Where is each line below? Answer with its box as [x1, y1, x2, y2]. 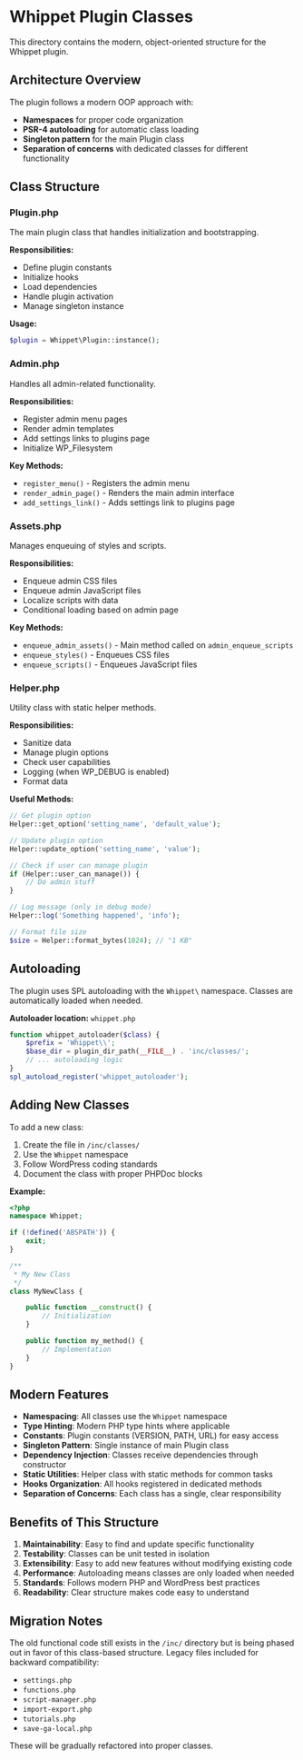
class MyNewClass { [9, 1287, 83, 1296]
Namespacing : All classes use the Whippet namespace [22, 1411, 228, 1422]
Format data [22, 776, 68, 787]
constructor [22, 1459, 67, 1470]
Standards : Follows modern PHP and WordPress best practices [22, 1577, 260, 1588]
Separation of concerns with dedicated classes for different [22, 143, 249, 154]
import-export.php [22, 1705, 93, 1715]
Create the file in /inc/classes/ [22, 1139, 141, 1150]
